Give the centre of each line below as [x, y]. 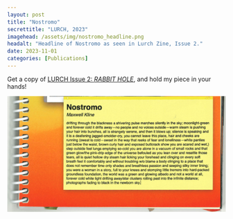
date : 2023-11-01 [32, 51]
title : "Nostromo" [34, 22]
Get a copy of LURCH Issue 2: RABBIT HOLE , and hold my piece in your [109, 79]
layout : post [26, 15]
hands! [17, 86]
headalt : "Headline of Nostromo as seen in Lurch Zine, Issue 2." [105, 44]
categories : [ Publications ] [48, 59]
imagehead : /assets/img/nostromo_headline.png [76, 37]
